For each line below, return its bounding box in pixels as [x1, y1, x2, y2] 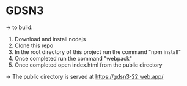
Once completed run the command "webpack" [14, 55, 133, 62]
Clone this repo [14, 42, 53, 49]
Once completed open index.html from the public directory [14, 61, 163, 68]
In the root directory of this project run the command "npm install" [14, 48, 182, 55]
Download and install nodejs [14, 35, 86, 42]
